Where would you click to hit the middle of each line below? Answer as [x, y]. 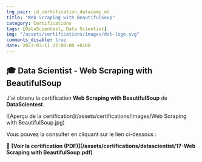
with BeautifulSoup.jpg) [35, 122]
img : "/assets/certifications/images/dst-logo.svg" [73, 34]
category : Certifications [39, 23]
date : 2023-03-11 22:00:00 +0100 [49, 46]
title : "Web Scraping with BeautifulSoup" [61, 18]
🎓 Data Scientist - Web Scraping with [79, 71]
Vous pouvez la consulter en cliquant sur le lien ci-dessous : [81, 134]
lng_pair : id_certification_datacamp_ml [58, 12]
